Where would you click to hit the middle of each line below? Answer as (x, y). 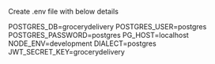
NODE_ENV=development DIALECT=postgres (82, 43)
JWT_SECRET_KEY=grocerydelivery (66, 52)
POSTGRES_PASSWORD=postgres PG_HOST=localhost (99, 35)
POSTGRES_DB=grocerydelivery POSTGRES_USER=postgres (107, 26)
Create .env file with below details (63, 11)
